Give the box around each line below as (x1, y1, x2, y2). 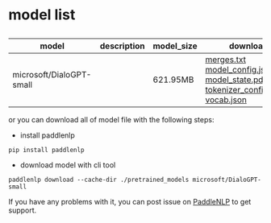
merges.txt (205, 54, 246, 65)
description (99, 40, 145, 52)
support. (8, 205, 37, 215)
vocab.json (205, 94, 248, 105)
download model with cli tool (19, 159, 116, 170)
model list (8, 6, 76, 24)
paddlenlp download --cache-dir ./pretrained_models (8, 176, 190, 184)
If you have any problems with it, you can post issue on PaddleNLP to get (8, 196, 252, 206)
